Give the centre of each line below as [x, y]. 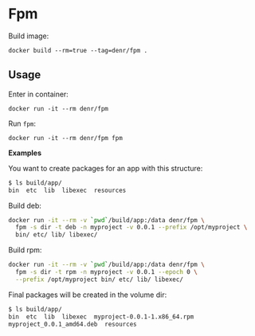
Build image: [29, 36]
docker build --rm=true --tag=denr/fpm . [78, 50]
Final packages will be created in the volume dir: [88, 295]
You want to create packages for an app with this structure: [106, 168]
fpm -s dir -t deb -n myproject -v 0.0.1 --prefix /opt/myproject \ [131, 228]
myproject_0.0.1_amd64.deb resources [73, 324]
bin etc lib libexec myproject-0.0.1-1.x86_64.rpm [101, 316]
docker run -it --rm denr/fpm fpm [66, 138]
